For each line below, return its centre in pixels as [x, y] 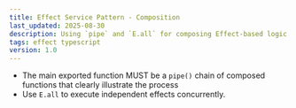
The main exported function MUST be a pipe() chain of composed [144, 75]
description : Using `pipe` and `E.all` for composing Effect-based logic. [150, 34]
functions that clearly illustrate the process [100, 85]
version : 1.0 [33, 50]
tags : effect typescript [55, 42]
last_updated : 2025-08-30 [57, 26]
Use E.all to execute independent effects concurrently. [124, 95]
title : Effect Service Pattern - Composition [94, 17]
